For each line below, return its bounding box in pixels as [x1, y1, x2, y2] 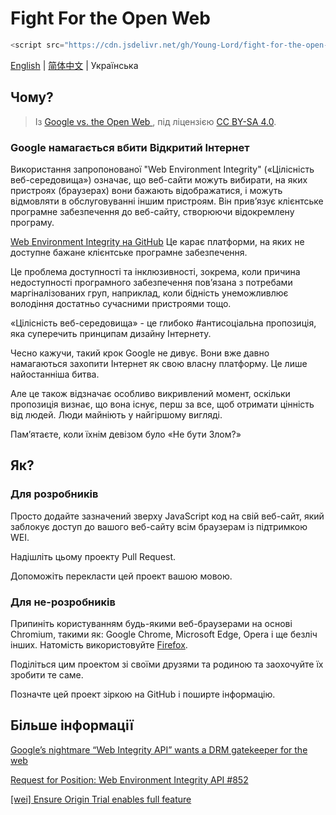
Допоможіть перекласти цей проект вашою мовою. [10, 570, 233, 582]
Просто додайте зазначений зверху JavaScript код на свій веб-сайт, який [10, 510, 325, 522]
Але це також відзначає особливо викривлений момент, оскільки [10, 387, 291, 399]
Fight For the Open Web [10, 7, 211, 30]
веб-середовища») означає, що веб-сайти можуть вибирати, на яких [10, 173, 308, 186]
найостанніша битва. [10, 368, 100, 380]
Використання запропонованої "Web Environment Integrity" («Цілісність [10, 163, 315, 175]
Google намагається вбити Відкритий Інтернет [10, 140, 250, 154]
